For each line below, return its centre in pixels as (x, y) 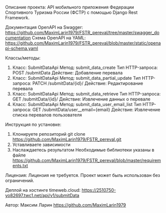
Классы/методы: (23, 58)
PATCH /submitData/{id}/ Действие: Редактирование (87, 83)
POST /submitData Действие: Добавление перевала (67, 73)
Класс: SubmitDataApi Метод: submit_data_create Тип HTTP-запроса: (85, 67)
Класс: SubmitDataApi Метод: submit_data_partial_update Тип (77, 78)
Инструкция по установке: (33, 124)
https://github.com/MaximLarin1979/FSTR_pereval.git (67, 139)
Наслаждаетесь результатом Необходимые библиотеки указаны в (83, 150)
